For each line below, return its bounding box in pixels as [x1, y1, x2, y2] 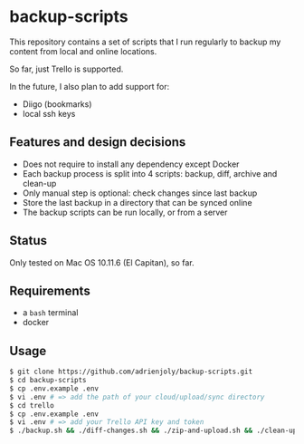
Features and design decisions [9, 134, 186, 150]
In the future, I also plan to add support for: [9, 81, 170, 92]
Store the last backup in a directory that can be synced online [22, 197, 252, 208]
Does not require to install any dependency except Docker [22, 159, 240, 169]
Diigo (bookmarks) [22, 98, 92, 110]
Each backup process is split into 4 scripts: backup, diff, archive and [22, 168, 278, 179]
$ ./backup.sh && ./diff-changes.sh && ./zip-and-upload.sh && [9, 426, 253, 436]
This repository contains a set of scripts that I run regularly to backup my [9, 36, 281, 47]
